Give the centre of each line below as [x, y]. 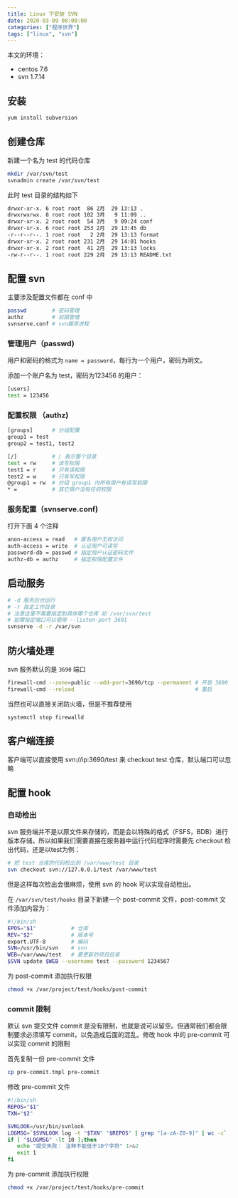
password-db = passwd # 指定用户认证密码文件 [70, 553]
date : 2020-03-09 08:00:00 [47, 21]
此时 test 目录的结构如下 [43, 195]
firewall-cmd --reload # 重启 [110, 689]
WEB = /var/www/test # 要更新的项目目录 [64, 955]
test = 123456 [28, 396]
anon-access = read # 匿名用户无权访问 [65, 540]
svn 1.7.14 [31, 77]
